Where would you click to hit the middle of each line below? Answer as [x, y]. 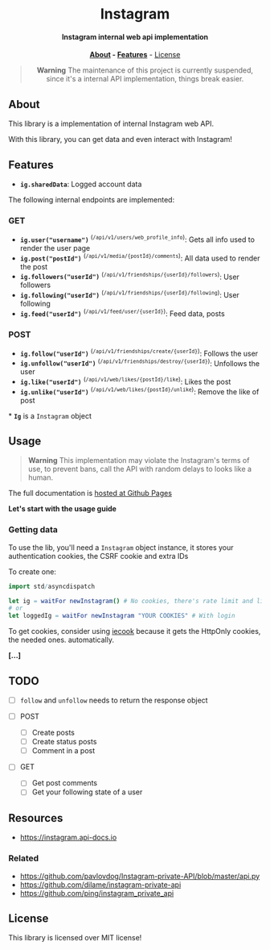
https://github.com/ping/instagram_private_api [97, 893]
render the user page [55, 248]
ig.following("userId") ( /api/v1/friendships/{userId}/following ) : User [129, 294]
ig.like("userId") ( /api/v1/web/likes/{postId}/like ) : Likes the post [125, 381]
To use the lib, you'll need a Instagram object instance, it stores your [121, 547]
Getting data [33, 530]
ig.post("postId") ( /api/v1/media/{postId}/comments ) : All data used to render [140, 257]
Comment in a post [63, 751]
